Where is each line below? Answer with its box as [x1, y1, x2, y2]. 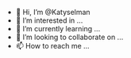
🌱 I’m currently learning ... [15, 24, 101, 33]
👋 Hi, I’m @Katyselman [15, 8, 91, 16]
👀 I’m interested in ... [15, 16, 83, 25]
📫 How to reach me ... [15, 42, 90, 50]
